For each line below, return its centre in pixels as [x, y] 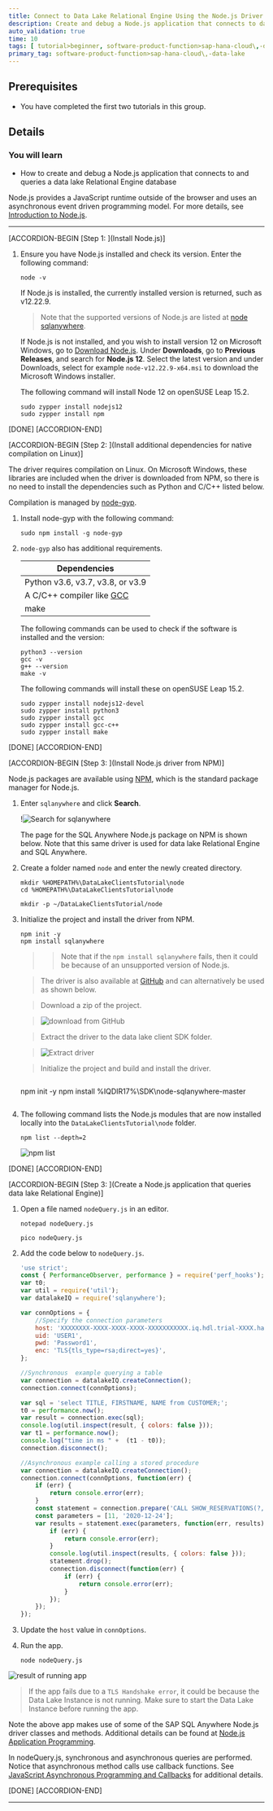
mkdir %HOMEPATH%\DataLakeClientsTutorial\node [102, 883]
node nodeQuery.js [51, 1661]
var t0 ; [33, 1283]
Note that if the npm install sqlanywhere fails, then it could [159, 956]
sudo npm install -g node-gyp [71, 533]
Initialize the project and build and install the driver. [126, 1068]
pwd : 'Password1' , [66, 1343]
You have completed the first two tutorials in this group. [113, 106]
